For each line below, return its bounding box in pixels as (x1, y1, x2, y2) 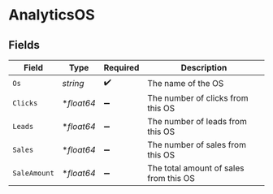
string (62, 77, 84, 88)
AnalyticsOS (8, 6, 95, 24)
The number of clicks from (147, 93, 249, 103)
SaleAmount (12, 169, 54, 178)
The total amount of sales (147, 162, 245, 174)
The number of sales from (147, 140, 246, 150)
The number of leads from (147, 116, 248, 127)
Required (103, 63, 140, 73)
